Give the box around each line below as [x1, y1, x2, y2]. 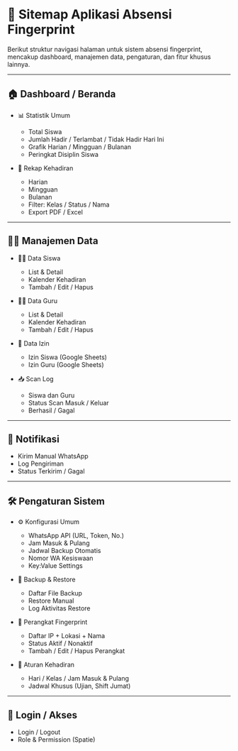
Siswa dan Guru [28, 390, 75, 400]
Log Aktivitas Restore [28, 604, 91, 613]
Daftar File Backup [28, 589, 83, 598]
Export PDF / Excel [28, 207, 84, 216]
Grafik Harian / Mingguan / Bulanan [28, 142, 132, 151]
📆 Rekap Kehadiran [17, 163, 74, 172]
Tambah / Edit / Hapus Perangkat [28, 647, 125, 655]
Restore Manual [28, 596, 74, 605]
